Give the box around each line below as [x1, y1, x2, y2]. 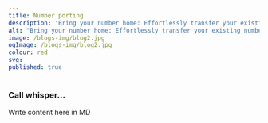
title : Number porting [8, 11, 84, 20]
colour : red [8, 48, 48, 56]
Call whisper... [8, 89, 66, 100]
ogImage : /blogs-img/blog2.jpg [8, 41, 112, 49]
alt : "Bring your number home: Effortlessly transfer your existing [8, 26, 241, 34]
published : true [8, 63, 62, 71]
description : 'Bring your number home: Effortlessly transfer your [8, 19, 238, 27]
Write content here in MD [8, 108, 91, 117]
